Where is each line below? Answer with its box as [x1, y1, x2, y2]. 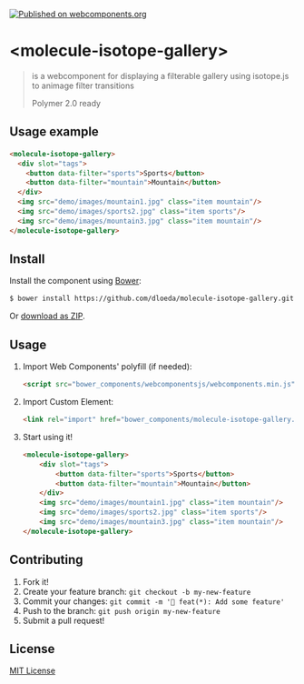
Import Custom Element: [22, 397, 114, 407]
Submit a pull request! [22, 615, 105, 626]
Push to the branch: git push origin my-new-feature [22, 605, 221, 616]
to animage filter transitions [31, 80, 134, 91]
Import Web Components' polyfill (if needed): [22, 361, 192, 372]
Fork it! [22, 576, 50, 587]
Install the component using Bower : [9, 276, 142, 287]
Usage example [9, 124, 100, 140]
